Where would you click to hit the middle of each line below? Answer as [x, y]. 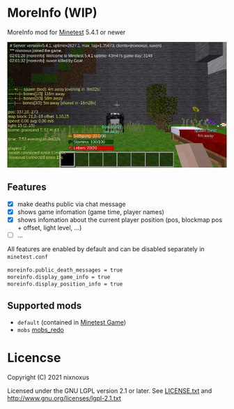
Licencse [34, 358]
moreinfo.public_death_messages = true [65, 270]
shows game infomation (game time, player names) [91, 211]
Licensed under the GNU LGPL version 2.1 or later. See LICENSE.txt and [110, 391]
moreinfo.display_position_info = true [65, 284]
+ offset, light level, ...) [49, 228]
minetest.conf [28, 257]
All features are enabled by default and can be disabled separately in [106, 249]
